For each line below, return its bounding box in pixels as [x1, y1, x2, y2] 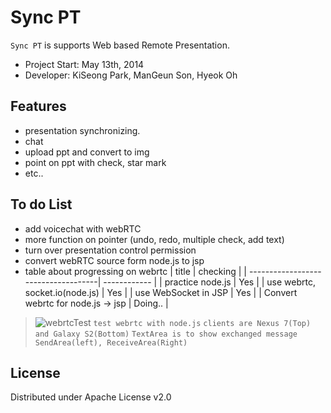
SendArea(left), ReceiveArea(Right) [34, 337, 188, 348]
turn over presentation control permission [24, 244, 197, 256]
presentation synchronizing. [24, 124, 141, 136]
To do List [10, 196, 73, 213]
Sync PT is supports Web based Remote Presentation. [10, 39, 230, 51]
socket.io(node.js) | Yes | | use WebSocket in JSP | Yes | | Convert [24, 286, 298, 298]
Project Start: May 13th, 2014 [24, 58, 145, 70]
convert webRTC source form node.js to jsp [24, 254, 205, 266]
